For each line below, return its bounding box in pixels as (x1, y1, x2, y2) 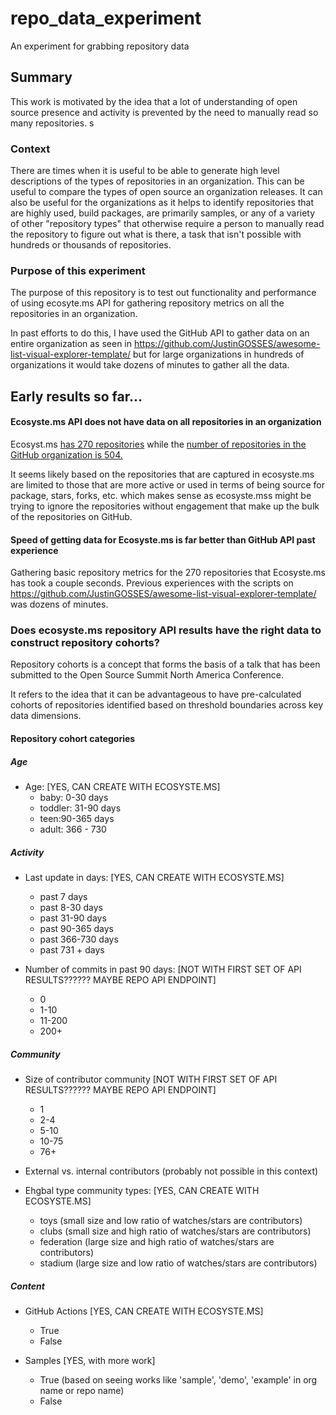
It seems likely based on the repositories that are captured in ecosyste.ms (10, 468, 315, 480)
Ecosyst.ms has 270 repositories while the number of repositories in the (10, 438, 307, 450)
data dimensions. (10, 710, 82, 722)
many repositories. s (10, 117, 95, 129)
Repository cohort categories (10, 733, 136, 745)
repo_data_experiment (10, 7, 202, 30)
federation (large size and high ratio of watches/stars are (39, 1235, 275, 1247)
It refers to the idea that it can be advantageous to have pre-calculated (10, 688, 302, 701)
